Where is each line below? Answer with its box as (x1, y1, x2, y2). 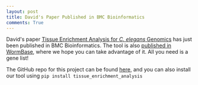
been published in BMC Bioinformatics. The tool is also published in (6, 42, 171, 49)
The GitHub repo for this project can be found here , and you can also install (6, 66, 191, 73)
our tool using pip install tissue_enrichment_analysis (6, 72, 143, 80)
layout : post (6, 8, 39, 15)
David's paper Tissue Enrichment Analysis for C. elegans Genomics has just (6, 36, 192, 43)
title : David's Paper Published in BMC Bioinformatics (6, 14, 145, 20)
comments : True (6, 19, 44, 25)
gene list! (6, 54, 29, 62)
